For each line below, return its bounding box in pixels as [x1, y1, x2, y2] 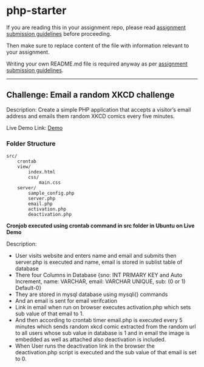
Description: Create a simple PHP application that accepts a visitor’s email [6, 106, 191, 113]
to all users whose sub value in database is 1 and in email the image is [15, 329, 190, 337]
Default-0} [15, 285, 42, 292]
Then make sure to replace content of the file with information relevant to [6, 42, 189, 49]
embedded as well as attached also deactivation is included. [15, 336, 166, 343]
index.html [28, 169, 56, 175]
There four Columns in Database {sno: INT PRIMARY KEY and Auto [15, 271, 183, 279]
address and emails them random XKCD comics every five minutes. [6, 112, 175, 120]
